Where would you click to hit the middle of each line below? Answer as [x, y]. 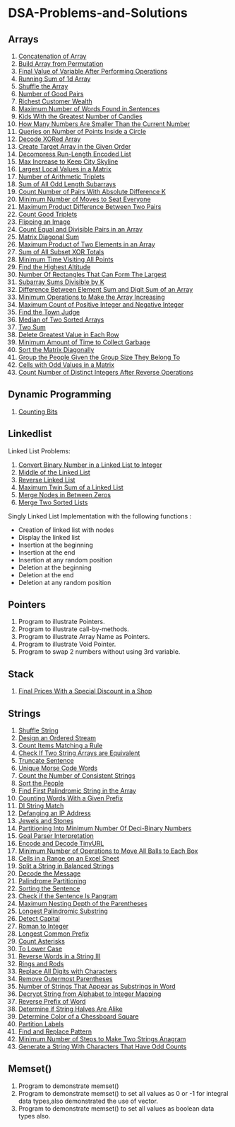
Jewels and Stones [46, 821]
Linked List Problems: [40, 451]
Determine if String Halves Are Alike [70, 1009]
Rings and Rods [41, 964]
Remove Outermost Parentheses [65, 979]
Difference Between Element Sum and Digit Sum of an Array [106, 289]
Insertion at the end [47, 552]
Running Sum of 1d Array [54, 79]
